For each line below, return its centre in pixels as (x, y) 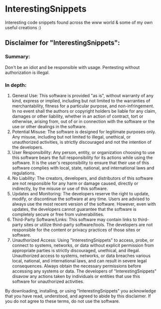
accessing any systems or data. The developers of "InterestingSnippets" (84, 271)
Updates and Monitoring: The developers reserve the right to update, (81, 193)
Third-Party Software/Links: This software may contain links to (74, 219)
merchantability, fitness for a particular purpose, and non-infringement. (83, 106)
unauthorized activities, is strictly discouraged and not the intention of (82, 142)
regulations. (24, 173)
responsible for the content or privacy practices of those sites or (76, 230)
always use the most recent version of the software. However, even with (84, 204)
